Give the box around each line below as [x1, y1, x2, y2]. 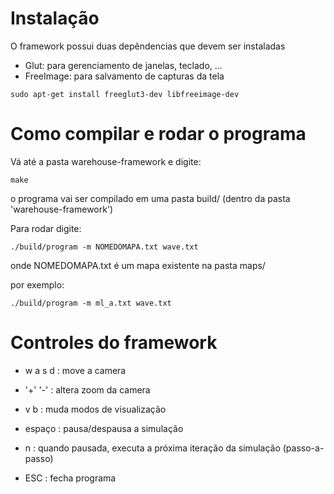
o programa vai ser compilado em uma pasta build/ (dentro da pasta [10, 192, 291, 204]
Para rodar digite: [10, 222, 82, 234]
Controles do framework [10, 332, 218, 354]
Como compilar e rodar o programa [10, 123, 307, 146]
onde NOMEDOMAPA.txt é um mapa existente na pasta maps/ [10, 259, 266, 271]
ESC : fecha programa [24, 472, 117, 484]
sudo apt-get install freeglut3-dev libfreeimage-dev [10, 89, 240, 99]
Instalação [10, 7, 100, 30]
